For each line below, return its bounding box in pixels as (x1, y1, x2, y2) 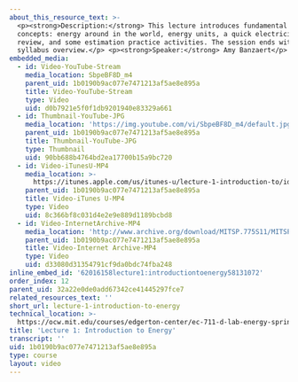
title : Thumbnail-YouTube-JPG (25, 136, 137, 145)
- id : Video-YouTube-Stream (17, 63, 122, 72)
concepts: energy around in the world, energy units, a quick (17, 29, 252, 38)
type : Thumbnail (25, 144, 86, 153)
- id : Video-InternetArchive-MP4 (17, 219, 141, 228)
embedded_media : (9, 54, 69, 63)
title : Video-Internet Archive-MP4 (25, 244, 157, 253)
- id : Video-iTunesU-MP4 (17, 161, 109, 170)
